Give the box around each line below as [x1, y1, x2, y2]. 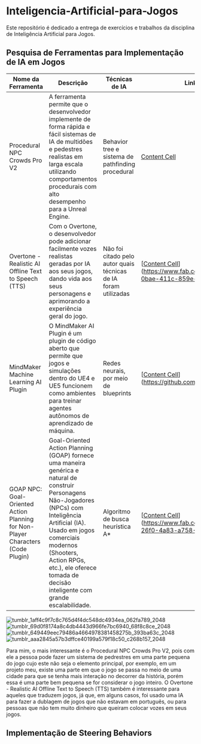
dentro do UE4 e [48, 374, 95, 382]
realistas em [48, 152, 83, 161]
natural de [48, 473, 78, 482]
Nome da [13, 75, 39, 83]
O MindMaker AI [48, 322, 95, 330]
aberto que [48, 344, 80, 352]
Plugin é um [48, 329, 83, 337]
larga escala [48, 160, 83, 168]
